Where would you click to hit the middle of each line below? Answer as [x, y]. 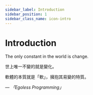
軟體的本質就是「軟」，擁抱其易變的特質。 [47, 77]
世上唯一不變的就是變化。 [31, 67]
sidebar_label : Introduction [35, 10]
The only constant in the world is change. [47, 56]
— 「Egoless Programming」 [34, 87]
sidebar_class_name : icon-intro [38, 19]
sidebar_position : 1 [26, 14]
